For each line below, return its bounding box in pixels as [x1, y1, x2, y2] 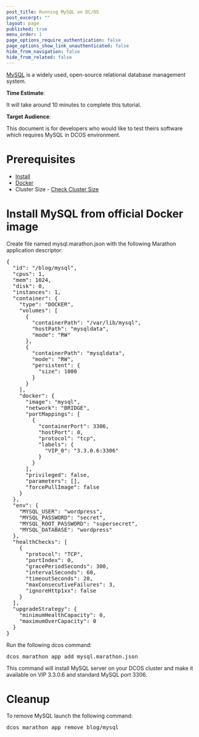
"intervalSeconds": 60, [25, 569, 97, 576]
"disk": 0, [12, 283, 46, 289]
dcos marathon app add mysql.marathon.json [6, 653, 138, 660]
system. [6, 77, 26, 85]
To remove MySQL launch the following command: [6, 712, 133, 719]
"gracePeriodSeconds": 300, [25, 563, 110, 569]
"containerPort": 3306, [38, 423, 110, 429]
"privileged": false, [25, 471, 90, 478]
